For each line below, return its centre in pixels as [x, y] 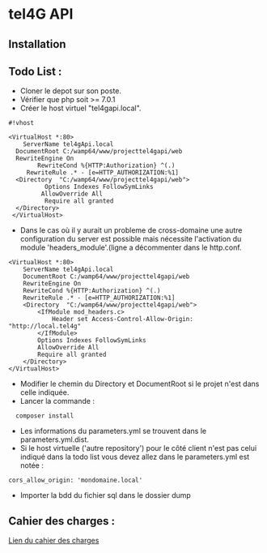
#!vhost [21, 123]
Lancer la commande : [57, 401]
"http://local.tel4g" [45, 326]
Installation [37, 44]
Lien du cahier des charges [54, 541]
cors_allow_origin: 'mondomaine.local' [76, 480]
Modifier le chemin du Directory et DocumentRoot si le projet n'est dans [140, 384]
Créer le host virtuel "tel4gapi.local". [81, 108]
